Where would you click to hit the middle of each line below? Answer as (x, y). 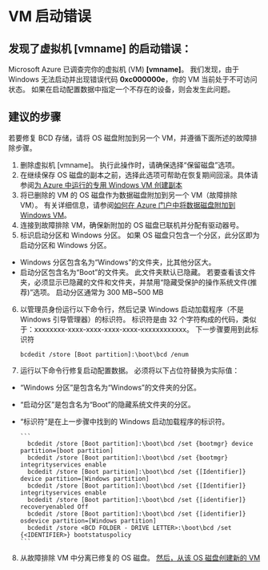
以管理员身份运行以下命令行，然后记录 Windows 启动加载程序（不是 (132, 309)
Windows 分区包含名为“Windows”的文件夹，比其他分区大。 (118, 262)
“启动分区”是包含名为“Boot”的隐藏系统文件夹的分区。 (107, 404)
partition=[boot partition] (66, 451)
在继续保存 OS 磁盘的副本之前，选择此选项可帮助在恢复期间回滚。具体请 (139, 175)
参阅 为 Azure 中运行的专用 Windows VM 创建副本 (101, 184)
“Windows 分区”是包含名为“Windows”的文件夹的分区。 (110, 387)
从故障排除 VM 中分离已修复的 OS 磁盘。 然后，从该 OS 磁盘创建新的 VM (140, 557)
